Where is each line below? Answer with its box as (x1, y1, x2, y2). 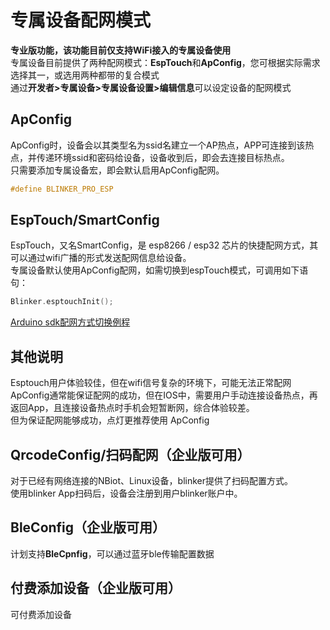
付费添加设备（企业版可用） (10, 580, 182, 597)
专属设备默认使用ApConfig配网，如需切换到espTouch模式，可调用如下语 (10, 264, 309, 276)
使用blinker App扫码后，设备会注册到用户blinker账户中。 (10, 487, 243, 499)
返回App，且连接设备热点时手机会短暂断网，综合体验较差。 (10, 402, 255, 414)
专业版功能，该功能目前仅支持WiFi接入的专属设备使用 (10, 44, 232, 56)
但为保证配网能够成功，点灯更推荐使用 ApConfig (10, 414, 210, 426)
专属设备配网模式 (10, 9, 152, 32)
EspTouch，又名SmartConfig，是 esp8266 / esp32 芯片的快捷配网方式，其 (10, 239, 319, 251)
